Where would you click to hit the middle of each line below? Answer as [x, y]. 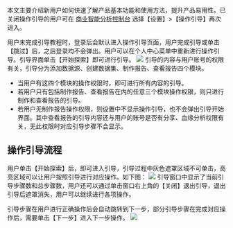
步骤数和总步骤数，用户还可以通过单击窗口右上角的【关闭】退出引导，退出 [119, 185]
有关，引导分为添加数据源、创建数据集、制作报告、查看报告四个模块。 [107, 68]
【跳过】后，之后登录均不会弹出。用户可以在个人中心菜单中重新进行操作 [110, 51]
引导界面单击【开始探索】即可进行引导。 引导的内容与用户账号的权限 [121, 60]
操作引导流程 [35, 150]
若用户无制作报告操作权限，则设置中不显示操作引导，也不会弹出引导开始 [120, 109]
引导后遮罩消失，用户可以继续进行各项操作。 [71, 194]
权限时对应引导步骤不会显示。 [84, 126]
